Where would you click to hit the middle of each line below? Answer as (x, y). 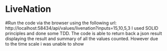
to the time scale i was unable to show (44, 44)
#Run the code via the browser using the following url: (61, 23)
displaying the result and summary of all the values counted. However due (82, 39)
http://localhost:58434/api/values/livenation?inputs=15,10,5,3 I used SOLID (82, 28)
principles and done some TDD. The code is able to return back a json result (84, 33)
